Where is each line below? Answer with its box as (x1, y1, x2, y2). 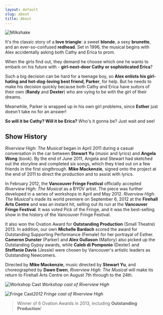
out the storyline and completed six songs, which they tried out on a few (5, 161, 150, 167)
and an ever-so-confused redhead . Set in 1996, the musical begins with (5, 44, 150, 50)
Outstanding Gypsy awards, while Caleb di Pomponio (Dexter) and (5, 242, 140, 248)
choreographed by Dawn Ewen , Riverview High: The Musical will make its (5, 267, 154, 273)
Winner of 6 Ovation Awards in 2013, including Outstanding (17, 300, 138, 306)
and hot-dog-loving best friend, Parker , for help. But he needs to (19, 79, 152, 84)
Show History (5, 132, 47, 140)
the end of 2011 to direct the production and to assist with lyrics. (5, 171, 134, 177)
